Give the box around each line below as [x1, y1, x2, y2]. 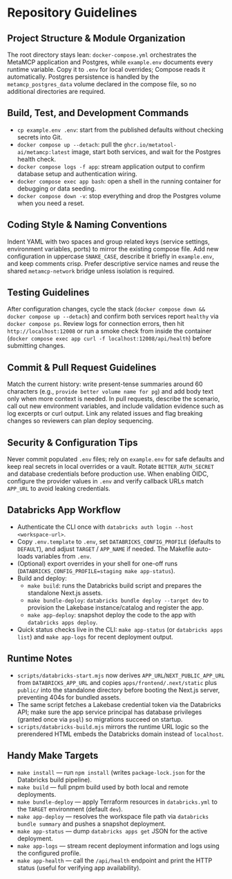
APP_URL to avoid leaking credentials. [7, 485, 110, 493]
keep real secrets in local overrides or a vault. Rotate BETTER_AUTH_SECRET [7, 463, 214, 471]
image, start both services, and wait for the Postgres [71, 147, 221, 156]
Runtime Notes [7, 653, 72, 664]
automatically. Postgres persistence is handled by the [7, 73, 159, 81]
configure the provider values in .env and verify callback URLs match [7, 477, 204, 485]
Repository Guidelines [7, 5, 137, 21]
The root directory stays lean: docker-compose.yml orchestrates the [7, 50, 197, 59]
